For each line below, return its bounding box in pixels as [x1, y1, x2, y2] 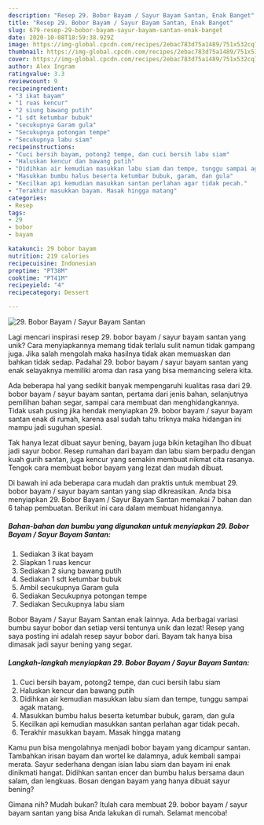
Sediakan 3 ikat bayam [19, 549, 93, 559]
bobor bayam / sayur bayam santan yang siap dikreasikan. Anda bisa [8, 486, 232, 496]
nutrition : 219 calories [8, 252, 90, 260]
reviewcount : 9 [8, 77, 58, 85]
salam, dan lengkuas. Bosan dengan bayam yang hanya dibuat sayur [8, 775, 230, 786]
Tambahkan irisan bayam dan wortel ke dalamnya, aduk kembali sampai [8, 751, 241, 761]
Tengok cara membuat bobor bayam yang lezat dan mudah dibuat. [8, 463, 224, 472]
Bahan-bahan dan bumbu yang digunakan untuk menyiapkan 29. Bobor [8, 521, 250, 530]
